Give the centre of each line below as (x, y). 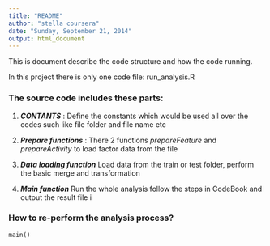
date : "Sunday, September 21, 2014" (70, 31)
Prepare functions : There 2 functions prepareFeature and (118, 140)
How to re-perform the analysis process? (91, 218)
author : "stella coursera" (54, 23)
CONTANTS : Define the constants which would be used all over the (134, 116)
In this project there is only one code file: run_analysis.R (102, 77)
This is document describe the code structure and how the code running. (131, 61)
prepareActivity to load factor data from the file (99, 148)
